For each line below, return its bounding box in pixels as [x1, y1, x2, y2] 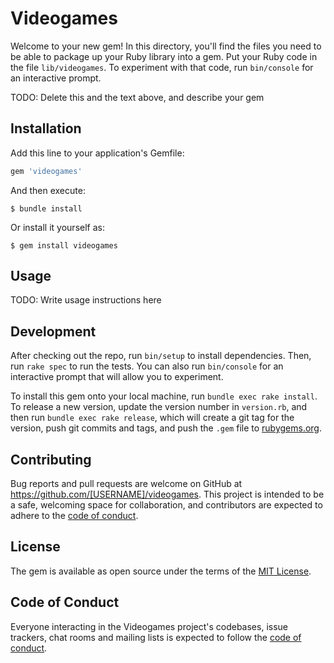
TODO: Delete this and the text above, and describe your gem [10, 91, 265, 103]
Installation [10, 120, 82, 137]
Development [10, 323, 97, 340]
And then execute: [10, 184, 86, 196]
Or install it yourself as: [10, 221, 105, 233]
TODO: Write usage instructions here [10, 294, 162, 306]
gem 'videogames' [10, 166, 83, 176]
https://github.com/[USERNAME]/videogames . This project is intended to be [10, 488, 325, 501]
